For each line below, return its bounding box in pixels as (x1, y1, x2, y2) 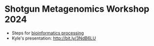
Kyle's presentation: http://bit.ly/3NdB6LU (11, 35, 96, 41)
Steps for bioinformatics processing (11, 30, 84, 36)
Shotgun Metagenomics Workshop (4, 3, 150, 15)
